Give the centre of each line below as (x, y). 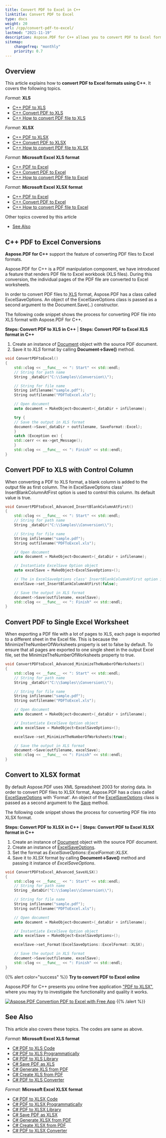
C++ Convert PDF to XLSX (39, 143)
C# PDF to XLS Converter (38, 1080)
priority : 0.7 (28, 51)
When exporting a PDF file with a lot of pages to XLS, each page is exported (83, 634)
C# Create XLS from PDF (38, 1074)
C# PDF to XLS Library (35, 1059)
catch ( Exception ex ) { (39, 436)
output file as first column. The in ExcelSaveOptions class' (64, 487)
